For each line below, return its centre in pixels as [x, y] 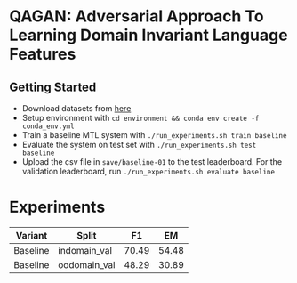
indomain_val [85, 250]
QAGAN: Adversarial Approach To [136, 16]
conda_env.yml [48, 126]
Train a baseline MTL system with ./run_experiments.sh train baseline [154, 135]
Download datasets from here [76, 108]
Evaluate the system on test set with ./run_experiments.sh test [139, 145]
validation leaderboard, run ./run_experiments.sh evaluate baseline [148, 171]
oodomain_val [86, 264]
